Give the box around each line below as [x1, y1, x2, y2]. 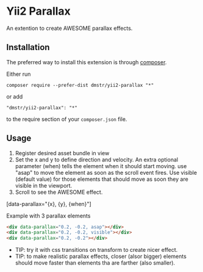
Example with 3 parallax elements [6, 212, 91, 219]
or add [6, 93, 23, 100]
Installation [6, 42, 50, 53]
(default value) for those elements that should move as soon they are [15, 175, 189, 183]
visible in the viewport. [15, 182, 73, 189]
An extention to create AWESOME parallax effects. [6, 24, 133, 32]
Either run [6, 70, 31, 78]
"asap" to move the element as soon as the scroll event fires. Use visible [15, 169, 197, 176]
